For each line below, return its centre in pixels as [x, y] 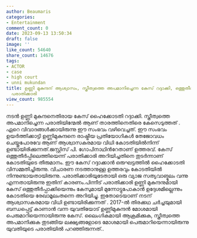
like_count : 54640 [28, 50]
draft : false [22, 39]
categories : [21, 17]
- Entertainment [26, 22]
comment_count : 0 [27, 28]
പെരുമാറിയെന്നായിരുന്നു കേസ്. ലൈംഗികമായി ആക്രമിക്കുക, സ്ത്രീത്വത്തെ [93, 215]
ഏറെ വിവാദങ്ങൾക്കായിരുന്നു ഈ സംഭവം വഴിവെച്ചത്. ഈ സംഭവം [86, 129]
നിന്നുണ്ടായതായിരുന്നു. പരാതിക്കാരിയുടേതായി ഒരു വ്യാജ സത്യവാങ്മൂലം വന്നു [97, 176]
